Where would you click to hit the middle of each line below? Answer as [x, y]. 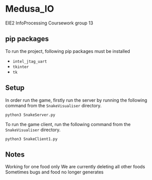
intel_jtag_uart [30, 62]
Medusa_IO [30, 9]
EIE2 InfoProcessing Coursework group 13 [49, 23]
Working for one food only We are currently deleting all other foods [75, 167]
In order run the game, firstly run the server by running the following [76, 100]
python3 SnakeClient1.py [31, 139]
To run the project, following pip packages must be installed [68, 51]
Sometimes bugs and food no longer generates [54, 172]
